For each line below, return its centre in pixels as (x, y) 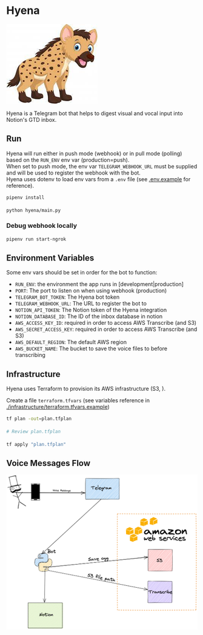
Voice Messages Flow (48, 463)
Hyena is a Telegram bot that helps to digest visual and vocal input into (95, 113)
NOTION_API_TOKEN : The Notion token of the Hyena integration (91, 310)
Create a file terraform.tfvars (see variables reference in (78, 401)
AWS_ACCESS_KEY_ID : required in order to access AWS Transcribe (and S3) (106, 323)
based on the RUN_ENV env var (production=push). (68, 160)
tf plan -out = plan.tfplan (39, 419)
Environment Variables (50, 258)
